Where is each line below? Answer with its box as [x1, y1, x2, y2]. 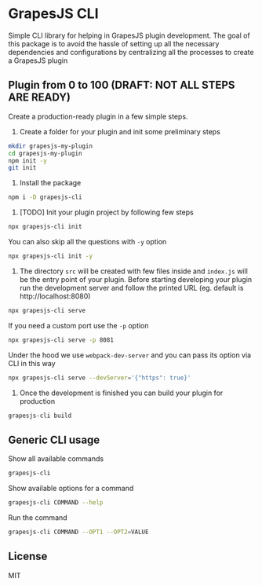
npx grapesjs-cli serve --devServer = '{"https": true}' [8, 374, 191, 382]
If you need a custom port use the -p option [8, 320, 149, 330]
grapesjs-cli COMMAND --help [8, 499, 104, 507]
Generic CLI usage [8, 433, 100, 446]
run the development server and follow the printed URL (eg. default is [19, 283, 244, 292]
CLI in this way [8, 358, 56, 368]
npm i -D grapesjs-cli [8, 193, 82, 201]
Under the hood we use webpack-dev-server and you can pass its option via [8, 350, 252, 360]
